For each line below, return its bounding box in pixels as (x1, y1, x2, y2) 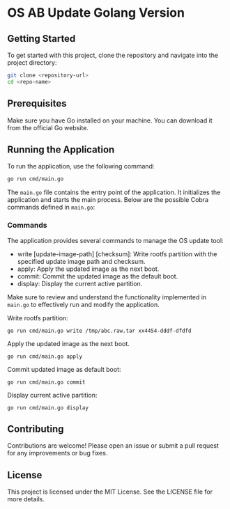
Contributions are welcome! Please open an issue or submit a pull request (7, 441, 220, 450)
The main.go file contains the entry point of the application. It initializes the (7, 188, 221, 196)
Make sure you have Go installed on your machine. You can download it (7, 116, 213, 125)
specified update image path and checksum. (17, 257, 146, 265)
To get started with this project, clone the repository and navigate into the (7, 51, 218, 59)
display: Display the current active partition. (17, 279, 143, 288)
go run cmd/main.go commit (7, 378, 86, 386)
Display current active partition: (7, 391, 98, 399)
